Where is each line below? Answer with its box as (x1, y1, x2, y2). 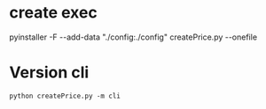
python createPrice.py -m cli (9, 91, 121, 100)
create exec (9, 3, 98, 23)
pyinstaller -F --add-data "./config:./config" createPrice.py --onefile (9, 32, 258, 42)
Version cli (9, 62, 90, 83)
